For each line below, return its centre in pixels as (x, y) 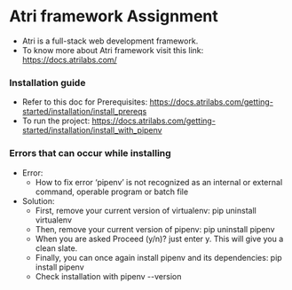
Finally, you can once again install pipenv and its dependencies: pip (158, 257)
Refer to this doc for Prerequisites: (85, 102)
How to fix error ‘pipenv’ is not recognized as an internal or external (159, 182)
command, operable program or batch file (112, 192)
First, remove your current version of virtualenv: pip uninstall (146, 210)
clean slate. (56, 248)
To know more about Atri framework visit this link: (113, 50)
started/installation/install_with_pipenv (92, 130)
